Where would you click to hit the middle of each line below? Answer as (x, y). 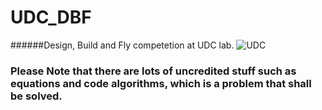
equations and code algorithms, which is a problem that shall (161, 83)
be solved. (36, 96)
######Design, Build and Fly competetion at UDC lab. (122, 45)
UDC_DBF (51, 17)
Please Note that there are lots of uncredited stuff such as (153, 71)
